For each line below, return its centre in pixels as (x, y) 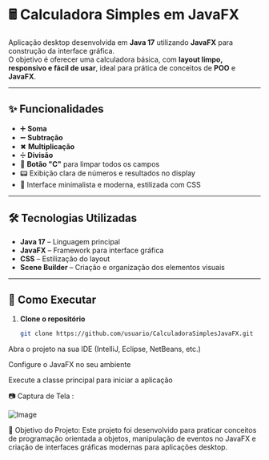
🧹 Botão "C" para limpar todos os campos (90, 163)
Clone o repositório (52, 319)
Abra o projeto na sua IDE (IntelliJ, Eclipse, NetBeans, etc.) (105, 349)
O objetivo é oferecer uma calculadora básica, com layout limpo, (115, 59)
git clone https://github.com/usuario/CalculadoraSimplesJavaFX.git (137, 334)
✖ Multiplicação (47, 146)
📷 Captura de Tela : (41, 396)
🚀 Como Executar (52, 299)
